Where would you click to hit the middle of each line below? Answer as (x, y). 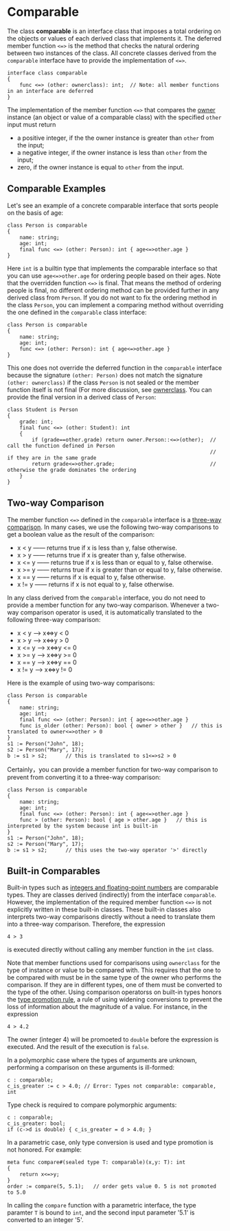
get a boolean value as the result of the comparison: (81, 534)
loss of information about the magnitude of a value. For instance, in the (107, 1007)
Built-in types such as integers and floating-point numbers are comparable (113, 888)
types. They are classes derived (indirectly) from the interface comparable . (112, 895)
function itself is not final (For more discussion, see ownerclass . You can (110, 389)
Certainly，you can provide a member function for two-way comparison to (113, 769)
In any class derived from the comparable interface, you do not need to (106, 597)
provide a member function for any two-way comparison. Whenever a (106, 605)
